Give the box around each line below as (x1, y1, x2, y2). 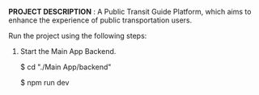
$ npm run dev (19, 78, 70, 87)
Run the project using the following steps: (8, 31, 147, 40)
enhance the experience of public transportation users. (8, 15, 193, 25)
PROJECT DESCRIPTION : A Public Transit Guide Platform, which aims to (8, 7, 252, 16)
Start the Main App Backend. (19, 47, 117, 56)
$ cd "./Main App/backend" (19, 62, 112, 72)
